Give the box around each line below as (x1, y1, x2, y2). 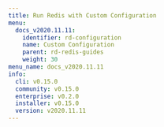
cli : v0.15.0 (15, 77, 58, 85)
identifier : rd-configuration (22, 33, 122, 42)
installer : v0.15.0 (15, 99, 80, 107)
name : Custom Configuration (22, 41, 114, 49)
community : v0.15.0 (15, 84, 80, 93)
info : (8, 70, 26, 78)
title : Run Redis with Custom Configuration (8, 11, 157, 20)
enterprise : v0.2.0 (15, 92, 80, 100)
